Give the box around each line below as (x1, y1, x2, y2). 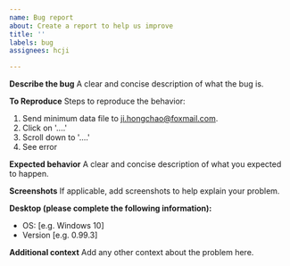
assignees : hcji (9, 46, 70, 55)
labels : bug (9, 37, 54, 47)
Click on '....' (21, 122, 68, 134)
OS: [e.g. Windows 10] (21, 220, 104, 231)
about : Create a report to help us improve (9, 21, 174, 30)
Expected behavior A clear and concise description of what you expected (9, 159, 282, 170)
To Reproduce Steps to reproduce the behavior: (9, 96, 186, 107)
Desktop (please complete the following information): (9, 203, 212, 214)
